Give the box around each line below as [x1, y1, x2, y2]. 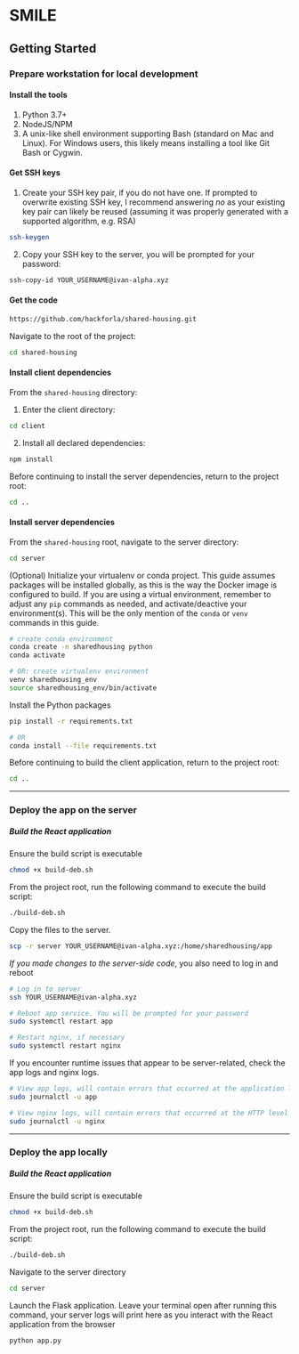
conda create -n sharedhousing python [9, 643, 153, 652]
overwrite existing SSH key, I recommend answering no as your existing [21, 197, 286, 207]
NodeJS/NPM [21, 118, 73, 129]
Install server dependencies [9, 517, 116, 528]
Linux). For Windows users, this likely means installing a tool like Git [21, 137, 270, 148]
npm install [9, 455, 53, 464]
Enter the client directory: [21, 404, 116, 415]
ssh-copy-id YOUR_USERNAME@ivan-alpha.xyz [9, 275, 169, 285]
